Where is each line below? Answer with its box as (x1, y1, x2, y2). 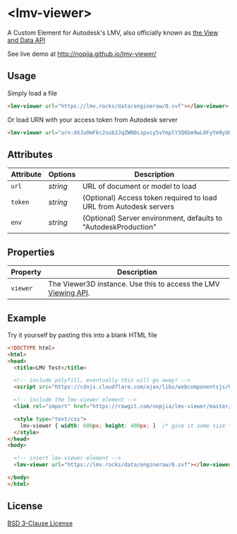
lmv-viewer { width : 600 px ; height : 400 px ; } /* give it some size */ (20, 422, 235, 429)
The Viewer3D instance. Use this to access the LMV (48, 279, 220, 289)
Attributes (7, 149, 53, 161)
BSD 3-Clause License (7, 518, 73, 528)
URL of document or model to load (82, 182, 197, 192)
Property (11, 267, 42, 277)
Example (7, 312, 47, 324)
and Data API (7, 35, 46, 44)
